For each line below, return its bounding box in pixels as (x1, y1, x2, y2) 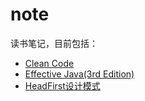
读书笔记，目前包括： (10, 37, 98, 49)
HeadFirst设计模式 (24, 79, 101, 92)
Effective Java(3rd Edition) (24, 68, 135, 80)
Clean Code (24, 57, 75, 69)
